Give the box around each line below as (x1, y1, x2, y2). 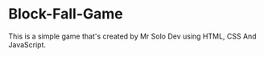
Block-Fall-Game (8, 5, 123, 23)
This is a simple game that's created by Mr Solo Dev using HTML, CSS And (8, 31, 257, 41)
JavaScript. (8, 39, 47, 49)
